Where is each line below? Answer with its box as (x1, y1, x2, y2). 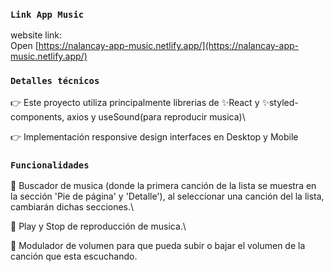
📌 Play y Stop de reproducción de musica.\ (10, 220, 187, 232)
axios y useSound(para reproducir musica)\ (66, 110, 246, 123)
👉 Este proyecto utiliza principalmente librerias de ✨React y (10, 96, 260, 108)
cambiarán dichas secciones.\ (10, 200, 135, 213)
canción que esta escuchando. (10, 250, 138, 262)
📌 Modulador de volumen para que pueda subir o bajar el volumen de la (10, 239, 306, 251)
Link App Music (10, 9, 85, 20)
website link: (10, 29, 63, 41)
